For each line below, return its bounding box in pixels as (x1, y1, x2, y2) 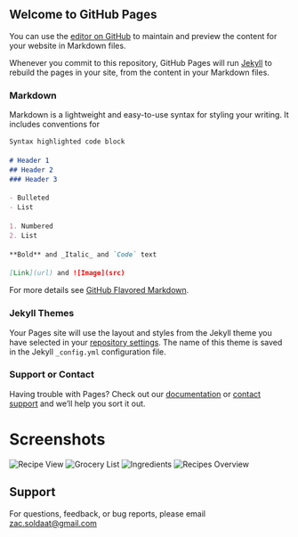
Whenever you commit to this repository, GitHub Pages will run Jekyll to (9, 57, 273, 68)
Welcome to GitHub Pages (9, 7, 157, 22)
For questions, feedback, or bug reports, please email (9, 508, 206, 519)
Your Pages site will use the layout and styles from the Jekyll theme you (9, 327, 273, 338)
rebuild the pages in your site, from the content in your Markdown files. (9, 67, 270, 77)
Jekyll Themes (9, 307, 75, 320)
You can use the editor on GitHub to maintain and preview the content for (9, 30, 278, 41)
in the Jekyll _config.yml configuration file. (9, 346, 166, 357)
